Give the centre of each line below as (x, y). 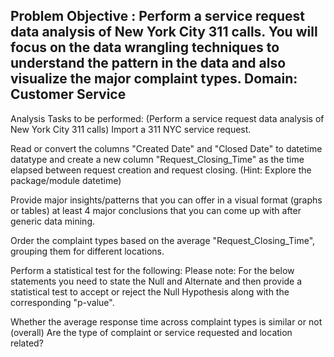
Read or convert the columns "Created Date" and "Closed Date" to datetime (166, 148)
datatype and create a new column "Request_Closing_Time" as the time (157, 159)
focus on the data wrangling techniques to (145, 47)
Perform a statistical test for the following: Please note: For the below (152, 270)
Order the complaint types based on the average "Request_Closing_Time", (163, 240)
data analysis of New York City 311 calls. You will (164, 32)
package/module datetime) (66, 180)
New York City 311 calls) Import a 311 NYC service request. (131, 129)
